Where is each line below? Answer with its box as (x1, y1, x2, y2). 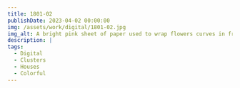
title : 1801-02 (7, 10, 53, 18)
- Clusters (14, 57, 46, 64)
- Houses (14, 63, 40, 70)
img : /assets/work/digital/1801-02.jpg (7, 23, 126, 31)
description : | (7, 37, 53, 44)
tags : (7, 43, 24, 50)
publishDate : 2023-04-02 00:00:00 (7, 17, 111, 24)
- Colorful (14, 70, 46, 77)
